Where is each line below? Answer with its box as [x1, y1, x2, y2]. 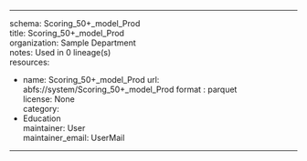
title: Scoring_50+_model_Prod [9, 28, 125, 38]
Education [22, 113, 61, 124]
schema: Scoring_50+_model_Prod [9, 18, 141, 28]
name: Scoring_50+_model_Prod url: [22, 75, 160, 85]
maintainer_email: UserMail [22, 133, 125, 143]
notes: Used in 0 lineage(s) [9, 47, 111, 57]
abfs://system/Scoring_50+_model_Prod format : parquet [22, 84, 238, 95]
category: [22, 104, 59, 114]
